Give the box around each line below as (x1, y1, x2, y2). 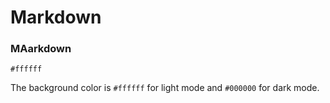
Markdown (10, 6, 102, 29)
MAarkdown (10, 42, 72, 56)
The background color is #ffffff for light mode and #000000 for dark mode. (10, 82, 320, 94)
